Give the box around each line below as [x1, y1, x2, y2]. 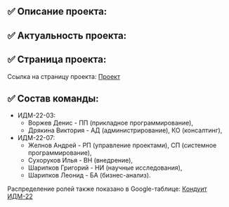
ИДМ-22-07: [17, 134, 55, 142]
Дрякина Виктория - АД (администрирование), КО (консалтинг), [27, 126, 223, 134]
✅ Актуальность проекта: [7, 30, 127, 42]
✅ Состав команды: [7, 92, 99, 104]
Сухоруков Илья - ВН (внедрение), [27, 156, 133, 165]
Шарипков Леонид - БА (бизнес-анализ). [27, 171, 151, 180]
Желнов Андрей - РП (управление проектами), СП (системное [27, 141, 217, 150]
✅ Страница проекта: [7, 54, 107, 65]
